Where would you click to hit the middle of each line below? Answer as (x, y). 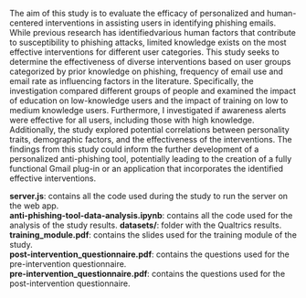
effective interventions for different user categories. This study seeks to (145, 52)
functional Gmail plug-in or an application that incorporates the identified (147, 169)
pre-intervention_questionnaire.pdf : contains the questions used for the (148, 274)
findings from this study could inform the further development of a (134, 149)
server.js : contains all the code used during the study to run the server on (149, 196)
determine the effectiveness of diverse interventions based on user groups (150, 62)
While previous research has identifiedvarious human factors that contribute (153, 32)
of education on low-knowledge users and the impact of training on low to (149, 101)
